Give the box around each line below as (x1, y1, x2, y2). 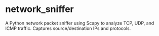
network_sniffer (5, 3, 74, 15)
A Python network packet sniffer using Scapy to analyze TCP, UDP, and (5, 20, 154, 26)
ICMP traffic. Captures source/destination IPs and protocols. (5, 25, 131, 31)
